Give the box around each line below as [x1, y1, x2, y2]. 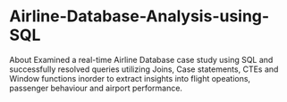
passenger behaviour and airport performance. [9, 82, 183, 93]
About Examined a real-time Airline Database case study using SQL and [9, 54, 274, 65]
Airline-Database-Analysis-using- [9, 6, 270, 27]
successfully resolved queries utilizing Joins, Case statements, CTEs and [9, 64, 279, 75]
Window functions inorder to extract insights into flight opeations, [9, 73, 251, 83]
